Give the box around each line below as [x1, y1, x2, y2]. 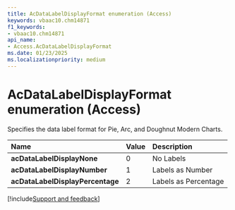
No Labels [152, 153, 186, 163]
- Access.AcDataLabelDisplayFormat [7, 43, 112, 50]
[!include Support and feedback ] [7, 194, 100, 203]
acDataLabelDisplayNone [11, 153, 98, 163]
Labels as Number [152, 165, 213, 175]
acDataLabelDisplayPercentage [11, 176, 119, 186]
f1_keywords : [7, 23, 46, 30]
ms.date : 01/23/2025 [7, 50, 68, 57]
